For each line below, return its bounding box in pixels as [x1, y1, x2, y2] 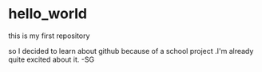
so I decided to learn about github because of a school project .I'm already [8, 46, 254, 55]
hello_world [8, 5, 88, 23]
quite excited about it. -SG [8, 55, 94, 64]
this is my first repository [8, 31, 90, 40]
